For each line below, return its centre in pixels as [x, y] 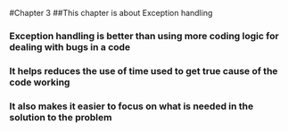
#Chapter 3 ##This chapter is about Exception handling [111, 13]
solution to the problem [61, 117]
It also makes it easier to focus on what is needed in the [132, 106]
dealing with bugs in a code [70, 46]
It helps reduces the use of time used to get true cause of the [144, 70]
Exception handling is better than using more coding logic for [144, 36]
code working [40, 82]
